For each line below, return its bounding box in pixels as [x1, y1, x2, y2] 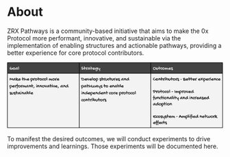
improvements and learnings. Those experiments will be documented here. [7, 142, 218, 150]
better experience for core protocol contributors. [7, 49, 144, 57]
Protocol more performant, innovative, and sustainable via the [7, 34, 181, 42]
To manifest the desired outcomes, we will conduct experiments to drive [7, 134, 211, 143]
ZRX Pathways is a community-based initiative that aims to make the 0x [7, 27, 209, 35]
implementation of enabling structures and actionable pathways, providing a [7, 41, 222, 49]
